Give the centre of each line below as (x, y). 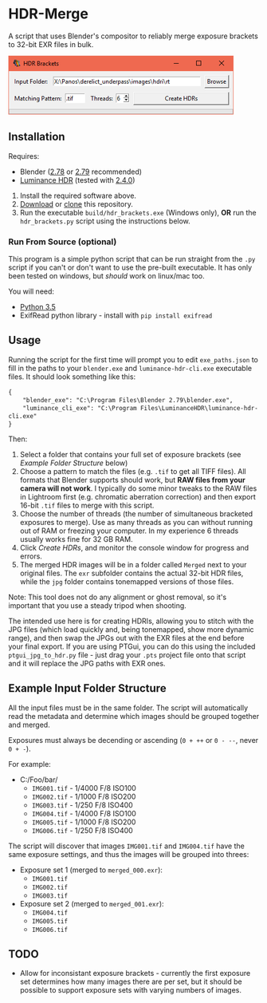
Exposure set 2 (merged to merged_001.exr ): (92, 903)
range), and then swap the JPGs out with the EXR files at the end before (126, 638)
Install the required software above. (78, 195)
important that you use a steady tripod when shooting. (98, 605)
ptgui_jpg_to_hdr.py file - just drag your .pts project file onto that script (127, 654)
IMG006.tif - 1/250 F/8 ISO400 (82, 830)
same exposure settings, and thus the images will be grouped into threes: (129, 854)
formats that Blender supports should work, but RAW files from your (132, 480)
